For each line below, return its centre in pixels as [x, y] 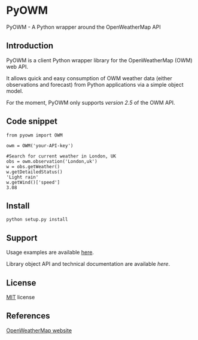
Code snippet [32, 121]
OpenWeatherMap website [39, 330]
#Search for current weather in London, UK [61, 156]
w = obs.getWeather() [33, 166]
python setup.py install [37, 220]
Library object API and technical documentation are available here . [88, 264]
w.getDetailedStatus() [34, 172]
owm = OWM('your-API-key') [40, 145]
